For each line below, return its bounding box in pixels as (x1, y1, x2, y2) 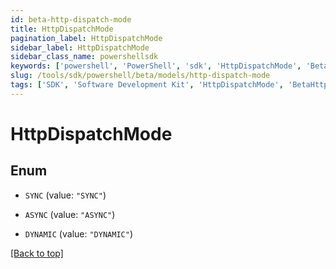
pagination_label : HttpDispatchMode (10, 33, 163, 43)
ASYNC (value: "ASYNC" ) (24, 208, 116, 220)
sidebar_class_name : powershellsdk (10, 52, 159, 62)
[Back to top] (10, 247, 64, 259)
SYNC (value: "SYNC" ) (24, 189, 107, 201)
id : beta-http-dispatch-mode (10, 14, 132, 25)
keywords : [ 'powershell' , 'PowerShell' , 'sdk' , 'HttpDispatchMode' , (10, 61, 302, 71)
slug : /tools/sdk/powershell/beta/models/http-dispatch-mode (10, 71, 271, 81)
